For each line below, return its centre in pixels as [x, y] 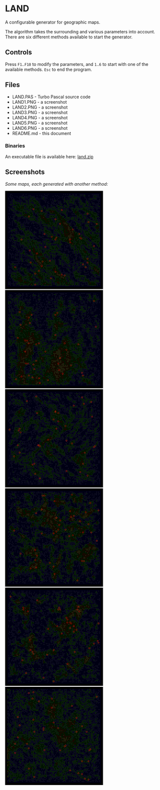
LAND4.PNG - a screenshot [40, 117]
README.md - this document [42, 133]
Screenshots [25, 172]
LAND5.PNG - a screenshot [40, 123]
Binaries [15, 146]
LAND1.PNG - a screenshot [39, 102]
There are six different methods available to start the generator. [69, 37]
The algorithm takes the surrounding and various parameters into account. [80, 31]
